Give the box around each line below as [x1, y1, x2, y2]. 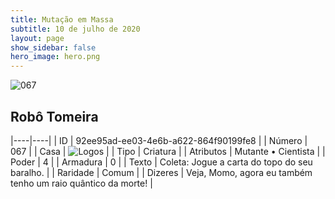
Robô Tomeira [10, 108, 99, 125]
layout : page [10, 33, 65, 43]
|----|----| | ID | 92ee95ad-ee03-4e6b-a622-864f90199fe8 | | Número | [10, 134, 308, 146]
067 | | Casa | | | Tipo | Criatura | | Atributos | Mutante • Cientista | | [10, 145, 326, 157]
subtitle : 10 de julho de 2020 [10, 24, 141, 34]
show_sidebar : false [10, 42, 97, 53]
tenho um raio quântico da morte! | [10, 177, 153, 189]
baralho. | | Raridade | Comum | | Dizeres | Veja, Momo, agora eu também [10, 166, 313, 178]
